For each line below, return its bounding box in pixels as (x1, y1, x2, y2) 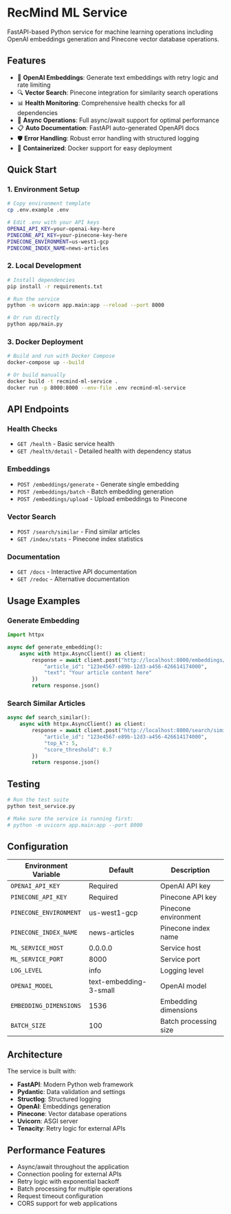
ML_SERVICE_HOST (10, 944, 64, 952)
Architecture (7, 1049, 63, 1060)
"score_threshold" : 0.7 (43, 746, 112, 753)
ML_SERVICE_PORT (10, 955, 64, 963)
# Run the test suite (7, 796, 69, 804)
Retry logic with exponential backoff (16, 1177, 120, 1186)
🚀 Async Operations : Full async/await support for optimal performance (16, 116, 220, 124)
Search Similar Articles (7, 698, 86, 708)
